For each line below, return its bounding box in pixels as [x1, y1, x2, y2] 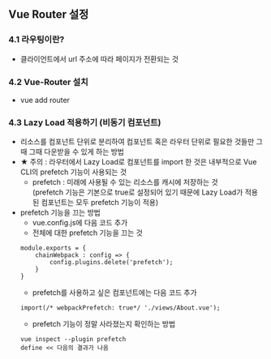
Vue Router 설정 [8, 7, 89, 22]
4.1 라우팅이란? [8, 34, 65, 45]
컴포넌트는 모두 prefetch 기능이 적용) [41, 198, 159, 207]
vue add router [19, 95, 71, 105]
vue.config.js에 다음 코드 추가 [32, 218, 128, 228]
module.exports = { [19, 244, 87, 253]
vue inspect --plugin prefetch [19, 335, 127, 344]
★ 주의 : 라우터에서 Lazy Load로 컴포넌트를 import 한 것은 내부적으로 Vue [19, 157, 257, 167]
